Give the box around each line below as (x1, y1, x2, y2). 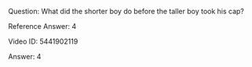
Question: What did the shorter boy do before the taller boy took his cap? (8, 7, 245, 16)
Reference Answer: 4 (8, 22, 77, 30)
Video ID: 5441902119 (8, 37, 79, 46)
